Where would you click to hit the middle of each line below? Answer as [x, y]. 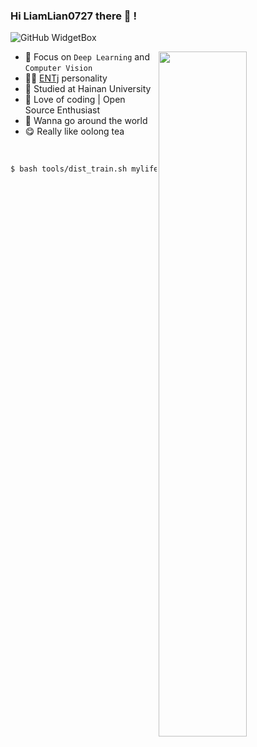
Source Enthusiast [62, 110]
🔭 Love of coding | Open [75, 100]
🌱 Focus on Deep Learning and [87, 57]
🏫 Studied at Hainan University [88, 89]
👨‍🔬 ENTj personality [66, 78]
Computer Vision [58, 69]
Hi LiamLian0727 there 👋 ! [73, 16]
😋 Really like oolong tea [74, 131]
